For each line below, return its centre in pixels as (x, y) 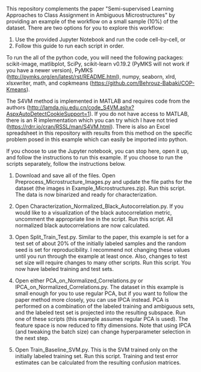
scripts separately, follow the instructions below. (66, 164)
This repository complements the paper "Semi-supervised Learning (90, 9)
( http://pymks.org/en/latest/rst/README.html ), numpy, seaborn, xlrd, (91, 77)
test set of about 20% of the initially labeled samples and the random (100, 243)
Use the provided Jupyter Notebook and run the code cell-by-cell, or (100, 39)
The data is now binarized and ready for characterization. (86, 194)
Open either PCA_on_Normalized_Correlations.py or (79, 281)
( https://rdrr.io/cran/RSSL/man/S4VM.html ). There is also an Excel (88, 127)
